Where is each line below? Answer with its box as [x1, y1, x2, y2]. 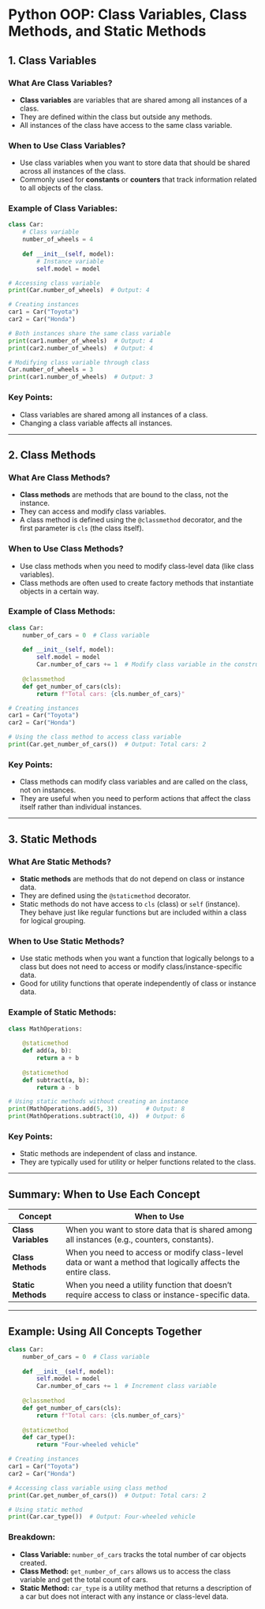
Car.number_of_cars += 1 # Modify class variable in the [36, 660, 231, 668]
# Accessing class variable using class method [8, 1484, 168, 1492]
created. [19, 1558, 47, 1567]
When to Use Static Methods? [8, 935, 125, 946]
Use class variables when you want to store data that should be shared [19, 158, 251, 167]
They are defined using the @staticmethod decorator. [19, 890, 191, 900]
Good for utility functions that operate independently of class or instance [19, 978, 256, 988]
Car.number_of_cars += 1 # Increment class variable [36, 1383, 217, 1390]
